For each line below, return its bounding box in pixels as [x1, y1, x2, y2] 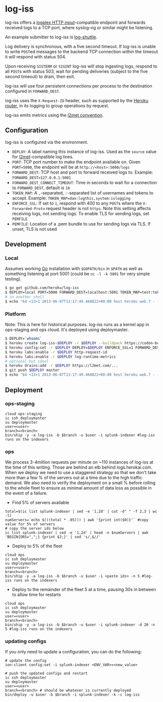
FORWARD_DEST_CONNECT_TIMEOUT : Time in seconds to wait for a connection [12, 179, 157, 185]
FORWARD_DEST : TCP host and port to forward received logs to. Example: [12, 169, 153, 175]
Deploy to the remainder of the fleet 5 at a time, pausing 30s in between [12, 587, 156, 593]
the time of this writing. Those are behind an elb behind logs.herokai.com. [5, 464, 153, 470]
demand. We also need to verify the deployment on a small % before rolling [5, 480, 156, 486]
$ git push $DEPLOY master [5, 368, 60, 373]
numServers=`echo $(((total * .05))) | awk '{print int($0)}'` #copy [5, 518, 149, 523]
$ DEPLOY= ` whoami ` [5, 336, 42, 341]
